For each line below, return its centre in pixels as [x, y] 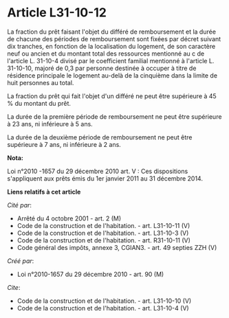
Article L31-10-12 [57, 13]
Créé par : [21, 261]
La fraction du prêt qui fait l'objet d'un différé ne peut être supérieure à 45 [112, 96]
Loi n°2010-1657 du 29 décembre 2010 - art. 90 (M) [90, 274]
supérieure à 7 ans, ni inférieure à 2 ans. [64, 144]
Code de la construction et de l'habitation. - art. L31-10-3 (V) [103, 233]
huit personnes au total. [41, 82]
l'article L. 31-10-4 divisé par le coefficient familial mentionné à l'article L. [111, 60]
